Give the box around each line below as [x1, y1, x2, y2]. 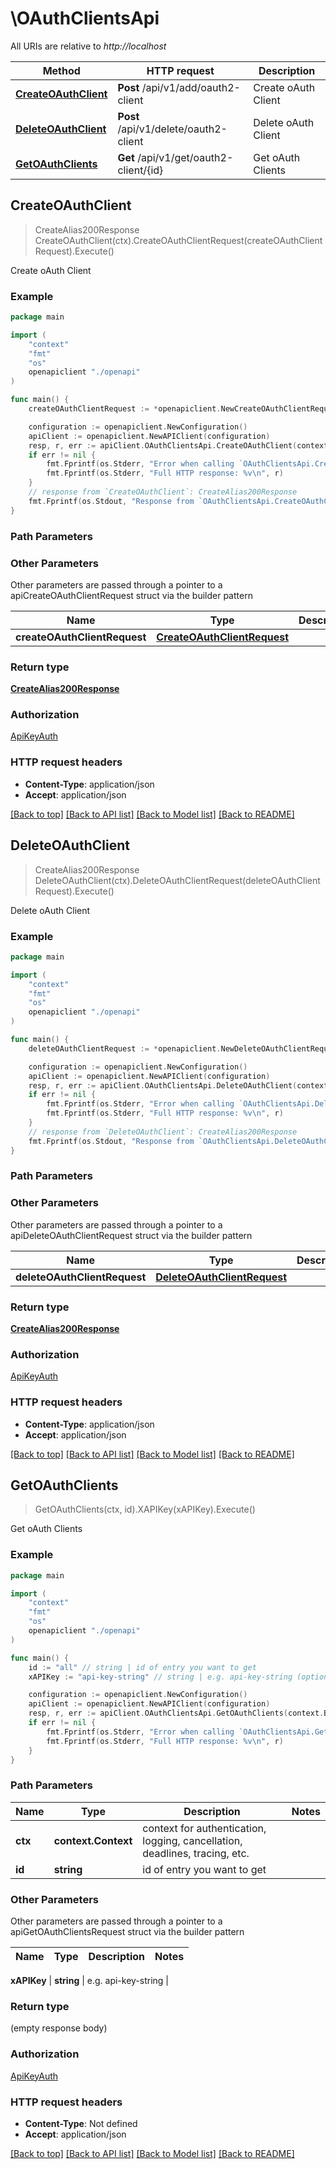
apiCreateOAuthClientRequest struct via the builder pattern [10, 589, 253, 601]
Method [42, 63, 81, 77]
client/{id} [117, 163, 164, 177]
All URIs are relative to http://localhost [10, 40, 167, 52]
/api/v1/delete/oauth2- [117, 122, 228, 136]
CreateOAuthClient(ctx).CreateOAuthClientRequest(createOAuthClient [34, 234, 323, 246]
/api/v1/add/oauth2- [141, 80, 241, 94]
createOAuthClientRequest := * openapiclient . [28, 404, 222, 414]
